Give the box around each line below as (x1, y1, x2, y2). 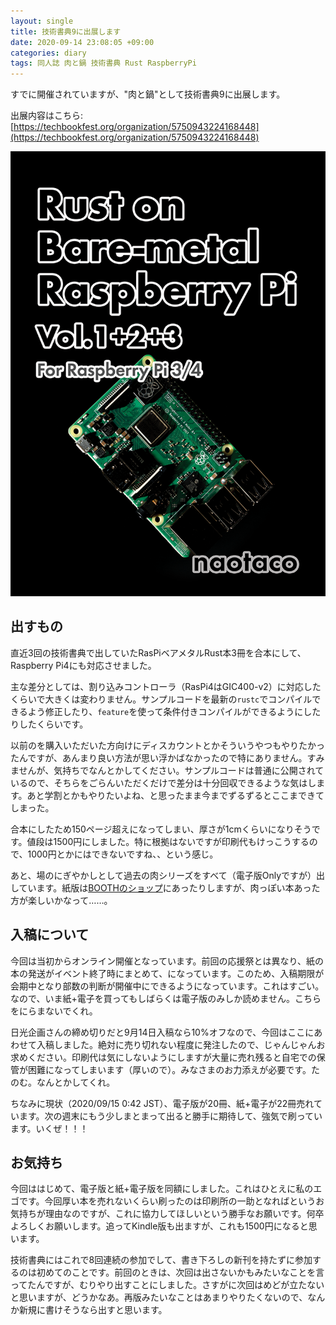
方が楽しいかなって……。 (10, 894, 113, 906)
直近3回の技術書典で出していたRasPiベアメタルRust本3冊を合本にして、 (10, 646, 307, 659)
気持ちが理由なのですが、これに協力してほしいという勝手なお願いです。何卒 (10, 1208, 325, 1220)
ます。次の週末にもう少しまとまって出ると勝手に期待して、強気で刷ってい (18, 1110, 323, 1122)
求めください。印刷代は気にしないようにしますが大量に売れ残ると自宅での (10, 1051, 317, 1063)
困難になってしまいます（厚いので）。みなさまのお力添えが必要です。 (27, 1063, 312, 1075)
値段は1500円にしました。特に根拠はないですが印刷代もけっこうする (26, 835, 310, 847)
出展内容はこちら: (10, 110, 84, 122)
